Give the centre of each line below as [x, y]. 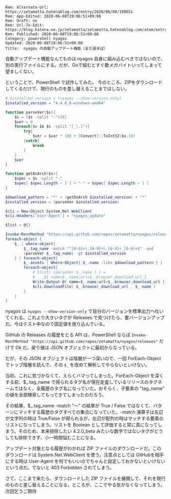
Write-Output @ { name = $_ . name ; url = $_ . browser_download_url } [99, 282]
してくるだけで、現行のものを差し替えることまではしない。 [67, 89]
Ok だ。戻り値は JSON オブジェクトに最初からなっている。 [77, 348]
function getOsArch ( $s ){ [32, 174]
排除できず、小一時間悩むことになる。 [58, 438]
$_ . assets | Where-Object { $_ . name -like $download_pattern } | [93, 263]
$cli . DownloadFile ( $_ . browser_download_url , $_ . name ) [94, 287]
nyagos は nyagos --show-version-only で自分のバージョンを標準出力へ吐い [84, 311]
